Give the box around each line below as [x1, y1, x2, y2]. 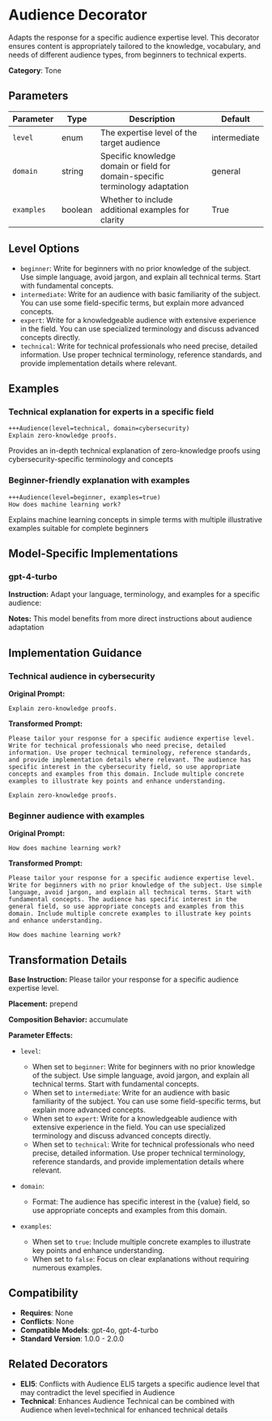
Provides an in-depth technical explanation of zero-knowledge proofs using [8, 446, 261, 456]
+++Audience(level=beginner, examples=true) [8, 493, 161, 501]
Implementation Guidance [8, 646, 142, 659]
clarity [100, 214, 125, 225]
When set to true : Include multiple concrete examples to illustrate [32, 1237, 251, 1247]
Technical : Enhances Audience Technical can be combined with [19, 1396, 235, 1406]
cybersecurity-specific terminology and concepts [8, 455, 174, 464]
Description [129, 113, 176, 124]
